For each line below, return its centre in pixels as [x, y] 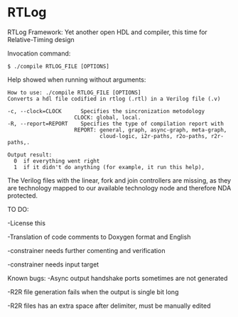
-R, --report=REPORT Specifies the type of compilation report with [115, 124]
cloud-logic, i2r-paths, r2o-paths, [153, 136]
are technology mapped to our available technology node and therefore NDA [119, 188]
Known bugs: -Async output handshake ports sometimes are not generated [118, 278]
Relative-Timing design [41, 39]
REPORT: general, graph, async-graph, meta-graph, [151, 130]
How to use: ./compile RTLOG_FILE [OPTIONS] [74, 92]
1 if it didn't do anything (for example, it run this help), [109, 167]
